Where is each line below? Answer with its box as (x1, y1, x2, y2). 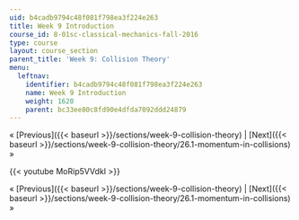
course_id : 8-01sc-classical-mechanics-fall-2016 (9, 30, 199, 39)
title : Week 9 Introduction (9, 22, 115, 31)
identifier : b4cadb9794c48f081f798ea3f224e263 (25, 80, 203, 89)
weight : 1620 (25, 96, 75, 106)
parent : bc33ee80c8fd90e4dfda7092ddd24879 (25, 105, 187, 114)
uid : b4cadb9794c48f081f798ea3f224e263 (9, 13, 159, 22)
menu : (9, 64, 30, 73)
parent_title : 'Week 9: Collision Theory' (9, 55, 171, 64)
